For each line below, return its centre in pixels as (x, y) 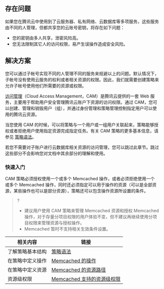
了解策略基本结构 (27, 251)
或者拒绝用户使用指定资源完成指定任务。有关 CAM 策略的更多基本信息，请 (84, 131)
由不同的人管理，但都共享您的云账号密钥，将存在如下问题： (65, 27)
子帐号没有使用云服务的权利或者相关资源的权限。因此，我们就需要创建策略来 (82, 79)
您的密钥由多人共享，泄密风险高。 (46, 38)
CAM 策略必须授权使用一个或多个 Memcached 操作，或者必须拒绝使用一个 (80, 178)
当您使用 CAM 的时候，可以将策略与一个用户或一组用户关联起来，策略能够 (80, 125)
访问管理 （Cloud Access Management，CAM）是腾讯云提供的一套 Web (77, 96)
